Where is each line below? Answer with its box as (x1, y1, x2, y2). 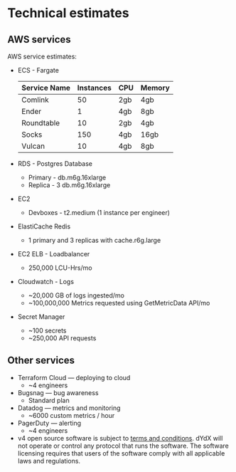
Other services (7, 355, 75, 367)
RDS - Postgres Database (17, 159, 93, 168)
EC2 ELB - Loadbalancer (17, 250, 90, 258)
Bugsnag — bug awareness (17, 388, 99, 397)
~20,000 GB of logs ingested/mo (28, 291, 124, 300)
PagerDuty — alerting (17, 419, 82, 427)
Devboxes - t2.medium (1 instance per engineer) (28, 209, 171, 216)
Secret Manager (17, 313, 65, 321)
